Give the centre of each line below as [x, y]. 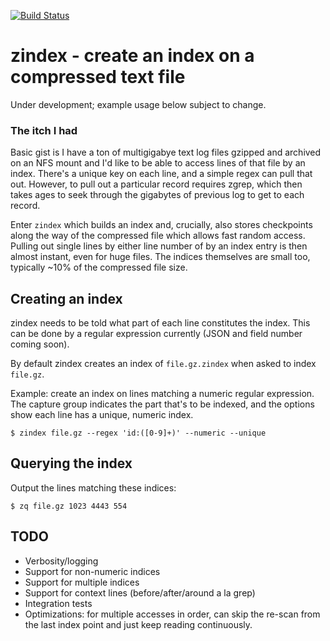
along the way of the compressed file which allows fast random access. [158, 236]
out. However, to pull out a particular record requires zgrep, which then [156, 184]
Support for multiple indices [82, 582]
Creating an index [66, 298]
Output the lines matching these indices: [93, 487]
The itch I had [44, 130]
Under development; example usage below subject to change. [138, 104]
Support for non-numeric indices [92, 571]
